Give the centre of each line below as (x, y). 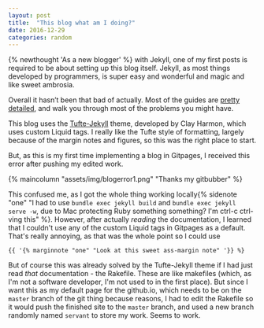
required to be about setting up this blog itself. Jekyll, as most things (119, 68)
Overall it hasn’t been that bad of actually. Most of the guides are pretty (124, 100)
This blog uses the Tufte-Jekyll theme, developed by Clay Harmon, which (127, 123)
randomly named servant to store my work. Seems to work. (104, 315)
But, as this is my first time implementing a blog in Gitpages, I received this (129, 156)
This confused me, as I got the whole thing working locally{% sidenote (123, 194)
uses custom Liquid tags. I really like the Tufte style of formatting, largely (126, 132)
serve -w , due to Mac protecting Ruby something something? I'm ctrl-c (123, 211)
